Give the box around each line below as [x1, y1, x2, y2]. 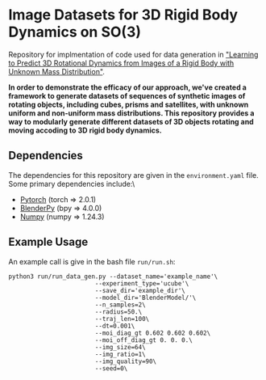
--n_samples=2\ [94, 301, 147, 309]
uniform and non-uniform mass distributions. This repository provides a [8, 108, 255, 118]
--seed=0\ [94, 364, 128, 373]
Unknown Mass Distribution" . [8, 66, 105, 76]
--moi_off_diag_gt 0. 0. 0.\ [94, 336, 193, 344]
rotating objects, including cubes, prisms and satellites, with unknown [8, 99, 249, 109]
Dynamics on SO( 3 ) [8, 23, 142, 41]
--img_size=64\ [94, 343, 147, 351]
